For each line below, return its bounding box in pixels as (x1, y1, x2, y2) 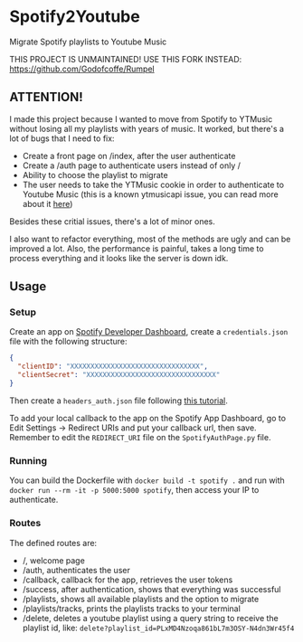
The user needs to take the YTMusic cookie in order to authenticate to (22, 179, 285, 190)
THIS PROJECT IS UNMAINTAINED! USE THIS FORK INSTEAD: (9, 53, 242, 64)
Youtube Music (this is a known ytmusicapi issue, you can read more (22, 188, 279, 200)
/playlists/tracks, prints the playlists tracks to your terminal (22, 603, 241, 614)
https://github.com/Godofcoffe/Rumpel (9, 63, 156, 74)
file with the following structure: (9, 336, 128, 347)
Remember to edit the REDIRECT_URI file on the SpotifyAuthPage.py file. (9, 431, 271, 442)
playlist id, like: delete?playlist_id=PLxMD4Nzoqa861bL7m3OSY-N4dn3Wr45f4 (22, 622, 295, 633)
